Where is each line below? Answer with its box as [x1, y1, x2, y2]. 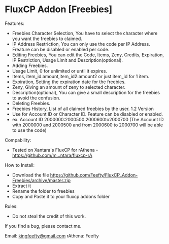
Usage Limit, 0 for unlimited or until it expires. [12, 67, 108, 74]
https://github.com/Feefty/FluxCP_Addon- [50, 171, 138, 178]
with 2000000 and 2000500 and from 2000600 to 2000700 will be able [12, 122, 163, 128]
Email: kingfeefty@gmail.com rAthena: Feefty [5, 232, 99, 239]
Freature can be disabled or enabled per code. [12, 46, 110, 52]
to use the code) [12, 127, 47, 133]
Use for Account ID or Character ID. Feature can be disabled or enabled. [12, 111, 163, 117]
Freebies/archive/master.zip [12, 177, 71, 183]
